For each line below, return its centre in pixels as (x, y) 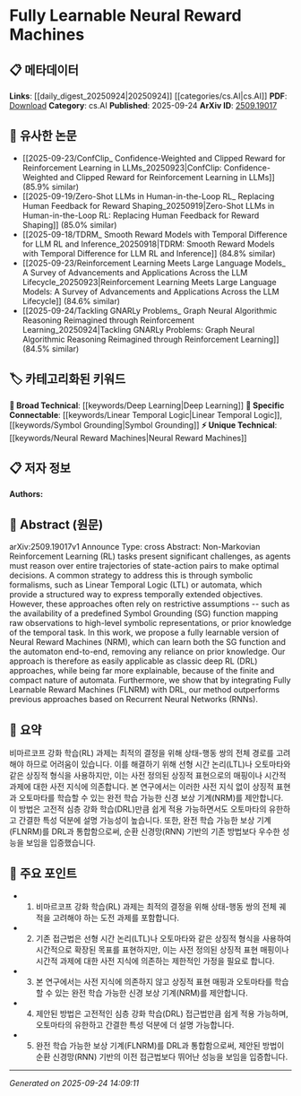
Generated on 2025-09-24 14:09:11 (74, 1083)
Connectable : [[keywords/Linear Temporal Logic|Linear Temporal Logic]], (146, 414)
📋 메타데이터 (44, 70)
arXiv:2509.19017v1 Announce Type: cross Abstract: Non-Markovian (135, 547)
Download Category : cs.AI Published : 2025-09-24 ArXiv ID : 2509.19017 (143, 105)
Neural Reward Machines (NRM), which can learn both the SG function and (148, 642)
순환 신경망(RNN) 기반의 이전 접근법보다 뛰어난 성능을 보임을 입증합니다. (162, 1057)
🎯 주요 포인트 (43, 874)
